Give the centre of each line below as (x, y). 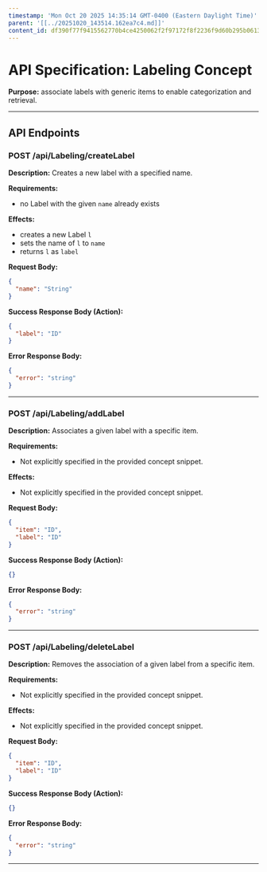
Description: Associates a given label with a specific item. (103, 431)
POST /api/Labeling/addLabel (66, 413)
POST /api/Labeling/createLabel (72, 155)
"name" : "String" (44, 289)
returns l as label (49, 251)
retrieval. (23, 100)
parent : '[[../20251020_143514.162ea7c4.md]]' (87, 23)
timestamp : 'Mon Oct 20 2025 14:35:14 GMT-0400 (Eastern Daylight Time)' (133, 16)
